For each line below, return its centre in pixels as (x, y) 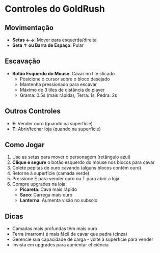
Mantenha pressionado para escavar (58, 84)
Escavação (23, 61)
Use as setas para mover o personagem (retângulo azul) (71, 157)
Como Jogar (25, 145)
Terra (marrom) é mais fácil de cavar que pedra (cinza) (70, 234)
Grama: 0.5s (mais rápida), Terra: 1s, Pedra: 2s (69, 95)
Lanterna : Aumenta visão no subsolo (59, 200)
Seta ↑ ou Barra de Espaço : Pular (48, 45)
